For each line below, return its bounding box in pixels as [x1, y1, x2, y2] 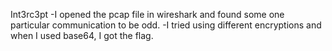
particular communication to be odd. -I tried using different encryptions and [10, 19, 322, 31]
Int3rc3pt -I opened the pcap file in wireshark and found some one [10, 9, 285, 20]
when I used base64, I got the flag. [10, 30, 154, 41]
